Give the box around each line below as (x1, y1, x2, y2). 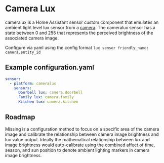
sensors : (14, 85, 32, 90)
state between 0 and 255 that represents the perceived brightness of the (5, 30, 154, 36)
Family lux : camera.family (18, 95, 74, 100)
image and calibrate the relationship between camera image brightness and (5, 131, 159, 137)
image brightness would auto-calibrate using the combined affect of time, (5, 142, 155, 148)
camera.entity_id (5, 50, 41, 55)
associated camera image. (5, 35, 59, 41)
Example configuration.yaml (5, 63, 94, 72)
